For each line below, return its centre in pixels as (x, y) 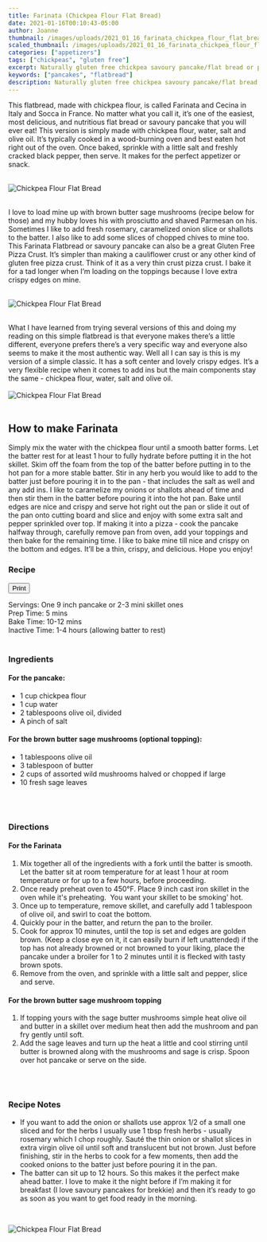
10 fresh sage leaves (53, 782)
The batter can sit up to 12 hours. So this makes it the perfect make (130, 1173)
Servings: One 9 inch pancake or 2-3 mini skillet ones (96, 604)
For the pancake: (37, 678)
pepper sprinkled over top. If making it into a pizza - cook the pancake (123, 524)
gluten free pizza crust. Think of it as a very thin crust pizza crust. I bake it (130, 263)
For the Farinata (35, 846)
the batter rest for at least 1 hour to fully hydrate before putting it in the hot (130, 456)
